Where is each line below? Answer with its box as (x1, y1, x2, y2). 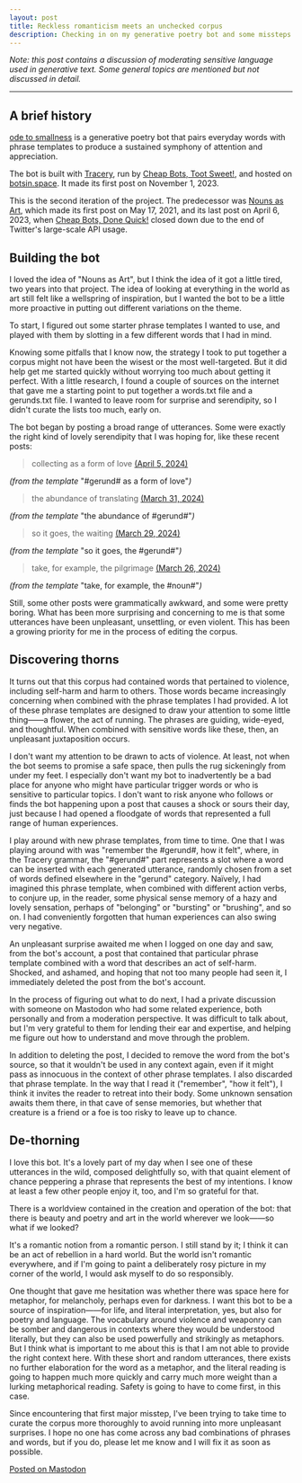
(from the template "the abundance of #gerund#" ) (9, 511, 195, 521)
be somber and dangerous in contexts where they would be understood (9, 1323, 275, 1335)
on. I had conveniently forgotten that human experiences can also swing (9, 911, 277, 922)
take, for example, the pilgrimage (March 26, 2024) (31, 563, 221, 573)
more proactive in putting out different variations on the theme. (9, 303, 243, 313)
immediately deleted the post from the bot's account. (9, 976, 207, 987)
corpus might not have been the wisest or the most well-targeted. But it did (9, 357, 288, 367)
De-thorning (9, 1133, 81, 1149)
